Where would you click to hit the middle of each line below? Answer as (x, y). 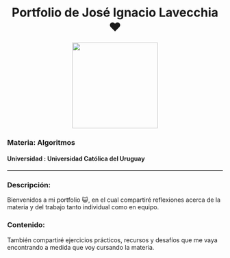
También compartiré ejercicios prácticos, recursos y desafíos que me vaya (112, 240)
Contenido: (26, 225)
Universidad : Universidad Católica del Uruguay (76, 159)
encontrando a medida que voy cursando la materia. (81, 247)
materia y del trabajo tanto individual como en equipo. (83, 207)
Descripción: (29, 185)
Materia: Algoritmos (41, 142)
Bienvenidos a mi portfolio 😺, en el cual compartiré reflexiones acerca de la (114, 200)
